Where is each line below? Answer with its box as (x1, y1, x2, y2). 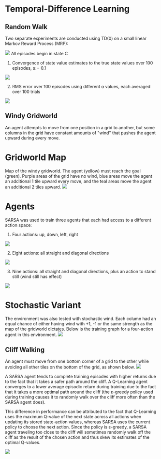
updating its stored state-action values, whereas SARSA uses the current (5, 419, 150, 425)
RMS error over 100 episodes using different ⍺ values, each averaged (12, 84, 151, 89)
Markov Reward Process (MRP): (5, 41, 69, 46)
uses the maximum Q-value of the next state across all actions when (5, 414, 142, 420)
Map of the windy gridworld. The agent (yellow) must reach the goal (5, 168, 141, 174)
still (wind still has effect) (12, 274, 62, 279)
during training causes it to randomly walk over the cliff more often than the (5, 394, 156, 400)
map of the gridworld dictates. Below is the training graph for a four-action (5, 326, 153, 332)
